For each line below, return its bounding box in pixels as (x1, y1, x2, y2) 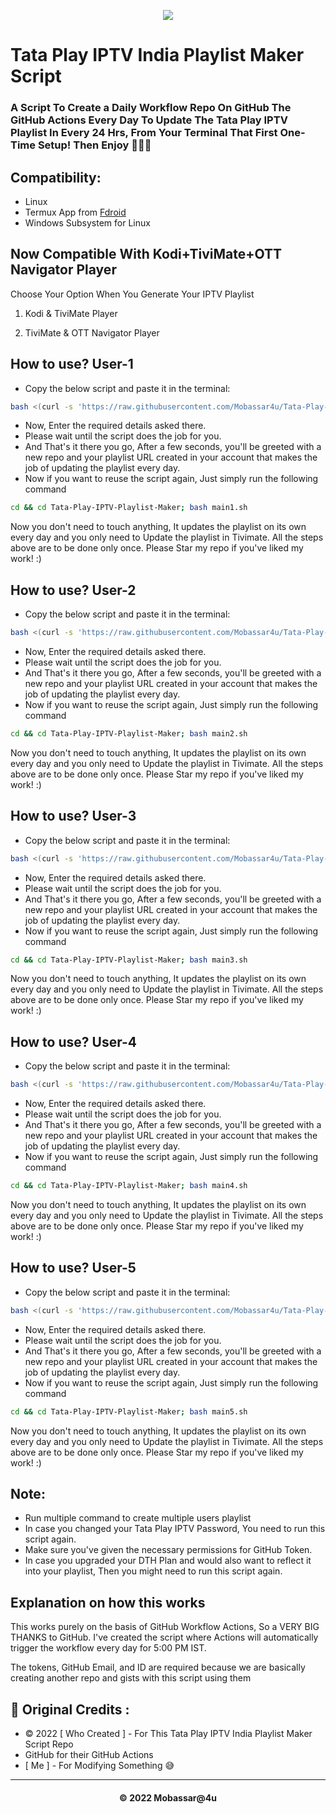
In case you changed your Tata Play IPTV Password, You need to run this (24, 1523, 326, 1535)
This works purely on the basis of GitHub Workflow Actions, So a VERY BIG (10, 1621, 320, 1633)
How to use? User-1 (10, 356, 134, 373)
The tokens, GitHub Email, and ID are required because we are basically (10, 1661, 306, 1674)
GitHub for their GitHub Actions (24, 1748, 154, 1760)
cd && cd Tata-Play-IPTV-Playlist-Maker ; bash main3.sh (10, 955, 248, 965)
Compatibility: (10, 169, 102, 186)
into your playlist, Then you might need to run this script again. (24, 1565, 283, 1577)
